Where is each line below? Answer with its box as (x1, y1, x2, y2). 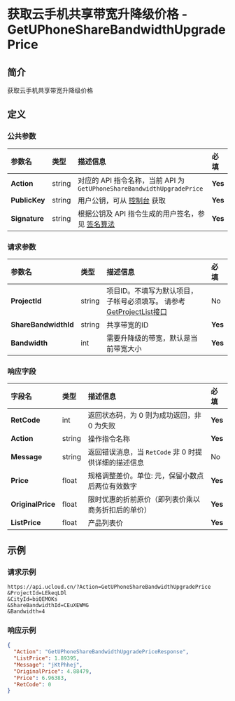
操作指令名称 (87, 434, 131, 444)
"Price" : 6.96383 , (13, 674, 68, 681)
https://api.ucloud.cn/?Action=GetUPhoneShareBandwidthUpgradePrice (7, 583, 211, 590)
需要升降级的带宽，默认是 (106, 333, 191, 343)
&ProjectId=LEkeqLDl (7, 590, 68, 597)
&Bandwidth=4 (7, 608, 45, 615)
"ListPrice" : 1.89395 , (13, 655, 80, 662)
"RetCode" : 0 (13, 681, 52, 688)
